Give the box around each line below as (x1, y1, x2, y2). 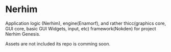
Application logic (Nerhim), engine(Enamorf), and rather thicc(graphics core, (5, 20, 166, 26)
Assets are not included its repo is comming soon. (5, 40, 111, 46)
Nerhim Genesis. (5, 31, 41, 37)
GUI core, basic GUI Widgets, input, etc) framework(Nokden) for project (5, 25, 157, 31)
